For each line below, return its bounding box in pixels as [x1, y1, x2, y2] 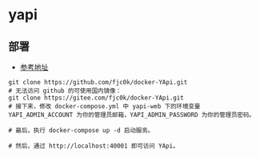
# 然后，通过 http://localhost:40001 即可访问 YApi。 [8, 142, 179, 150]
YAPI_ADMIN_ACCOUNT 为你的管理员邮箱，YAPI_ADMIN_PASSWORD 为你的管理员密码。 [8, 111, 256, 119]
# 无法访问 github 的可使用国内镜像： [8, 87, 122, 95]
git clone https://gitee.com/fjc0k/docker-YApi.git [8, 94, 184, 102]
